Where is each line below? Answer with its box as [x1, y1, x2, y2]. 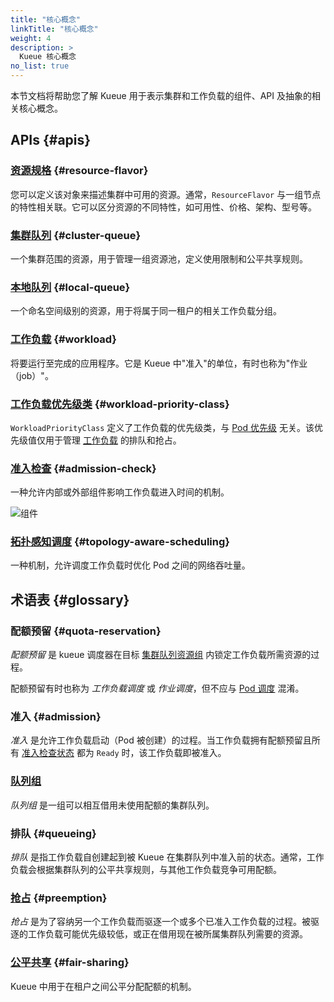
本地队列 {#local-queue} [10, 280, 131, 294]
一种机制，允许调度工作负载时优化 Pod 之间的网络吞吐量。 [10, 559, 251, 571]
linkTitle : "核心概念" [10, 24, 99, 34]
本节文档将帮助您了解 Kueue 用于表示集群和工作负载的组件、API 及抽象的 [10, 90, 312, 101]
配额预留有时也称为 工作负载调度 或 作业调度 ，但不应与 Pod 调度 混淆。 [10, 682, 305, 695]
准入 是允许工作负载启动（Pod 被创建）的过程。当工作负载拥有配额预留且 [10, 734, 312, 746]
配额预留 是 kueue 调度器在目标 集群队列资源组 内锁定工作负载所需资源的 [10, 649, 312, 661]
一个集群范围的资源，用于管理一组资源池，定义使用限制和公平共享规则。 [10, 252, 308, 265]
